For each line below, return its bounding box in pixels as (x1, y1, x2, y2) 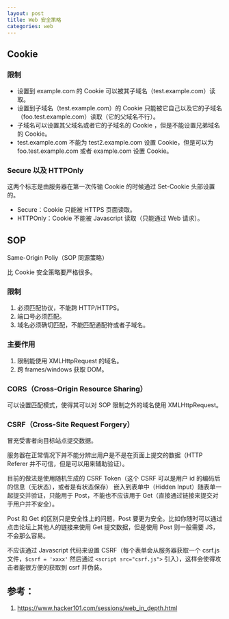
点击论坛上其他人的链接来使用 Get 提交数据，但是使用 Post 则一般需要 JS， (7, 523, 219, 531)
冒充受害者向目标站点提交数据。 (7, 437, 97, 445)
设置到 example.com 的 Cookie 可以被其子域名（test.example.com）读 (16, 87, 216, 95)
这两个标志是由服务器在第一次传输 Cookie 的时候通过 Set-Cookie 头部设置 (7, 182, 215, 191)
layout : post (7, 10, 44, 17)
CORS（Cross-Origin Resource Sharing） (7, 384, 148, 393)
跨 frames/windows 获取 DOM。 (16, 365, 108, 374)
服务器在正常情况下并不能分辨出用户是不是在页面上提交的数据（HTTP (7, 451, 203, 459)
